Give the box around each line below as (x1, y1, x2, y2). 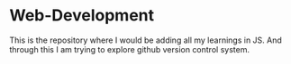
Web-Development (9, 5, 155, 26)
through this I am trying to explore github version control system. (9, 44, 250, 54)
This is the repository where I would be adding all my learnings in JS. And (9, 35, 282, 45)
